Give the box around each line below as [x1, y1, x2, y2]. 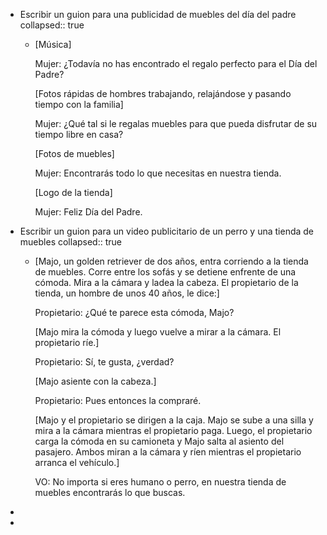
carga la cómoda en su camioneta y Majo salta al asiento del [34, 435, 285, 447]
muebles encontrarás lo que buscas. [34, 487, 186, 498]
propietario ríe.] [34, 337, 100, 348]
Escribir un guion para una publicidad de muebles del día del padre [19, 9, 297, 20]
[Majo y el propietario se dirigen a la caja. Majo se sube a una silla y [34, 414, 314, 426]
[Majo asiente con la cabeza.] [34, 375, 157, 387]
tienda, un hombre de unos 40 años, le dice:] [34, 287, 220, 299]
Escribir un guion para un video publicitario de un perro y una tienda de [19, 225, 315, 237]
